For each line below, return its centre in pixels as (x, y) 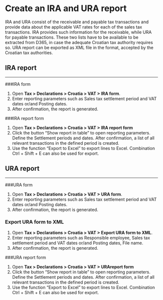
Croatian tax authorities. (29, 52)
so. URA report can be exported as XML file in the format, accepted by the (79, 47)
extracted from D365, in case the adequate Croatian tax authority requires (79, 42)
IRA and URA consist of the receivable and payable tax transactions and (77, 22)
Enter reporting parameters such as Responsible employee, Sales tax (81, 238)
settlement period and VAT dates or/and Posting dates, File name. (78, 243)
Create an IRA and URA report (66, 8)
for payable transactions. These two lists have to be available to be (72, 37)
